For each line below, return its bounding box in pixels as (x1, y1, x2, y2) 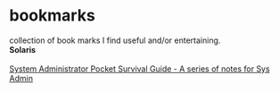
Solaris (9, 44, 37, 54)
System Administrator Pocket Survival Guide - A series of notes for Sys (9, 63, 270, 74)
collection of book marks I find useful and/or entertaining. (9, 35, 221, 46)
